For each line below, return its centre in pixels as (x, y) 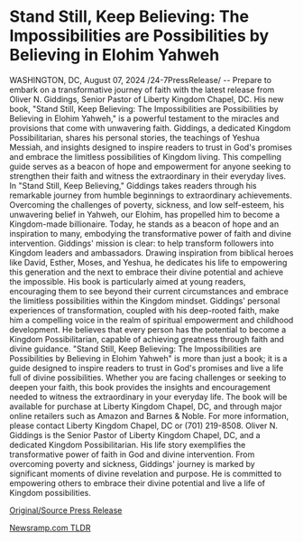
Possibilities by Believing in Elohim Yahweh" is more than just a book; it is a (148, 358)
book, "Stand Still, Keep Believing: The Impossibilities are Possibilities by (144, 108)
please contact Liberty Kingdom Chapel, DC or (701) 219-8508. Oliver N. (143, 425)
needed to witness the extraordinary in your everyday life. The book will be (148, 397)
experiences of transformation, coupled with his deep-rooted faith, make (144, 310)
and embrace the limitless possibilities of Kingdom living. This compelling (146, 156)
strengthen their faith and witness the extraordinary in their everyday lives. (148, 176)
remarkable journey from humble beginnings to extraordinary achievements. (151, 195)
